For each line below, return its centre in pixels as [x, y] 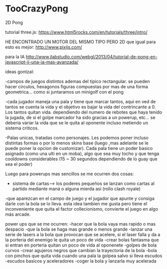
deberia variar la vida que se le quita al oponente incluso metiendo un [77, 123]
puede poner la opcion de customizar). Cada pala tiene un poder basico [79, 148]
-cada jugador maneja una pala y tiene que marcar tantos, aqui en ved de [81, 101]
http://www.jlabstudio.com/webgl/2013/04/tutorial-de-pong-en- [92, 57]
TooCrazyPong [37, 9]
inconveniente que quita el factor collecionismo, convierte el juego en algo [82, 209]
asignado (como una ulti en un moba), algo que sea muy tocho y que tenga [82, 153]
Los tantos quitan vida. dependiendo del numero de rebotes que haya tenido [84, 112]
